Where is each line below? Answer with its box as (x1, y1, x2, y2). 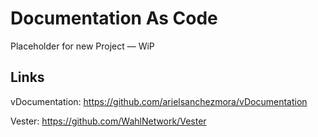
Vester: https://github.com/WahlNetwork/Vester (10, 115, 207, 127)
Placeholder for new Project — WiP (10, 40, 155, 52)
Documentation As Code (10, 7, 218, 30)
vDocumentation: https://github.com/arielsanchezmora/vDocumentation (10, 95, 308, 107)
